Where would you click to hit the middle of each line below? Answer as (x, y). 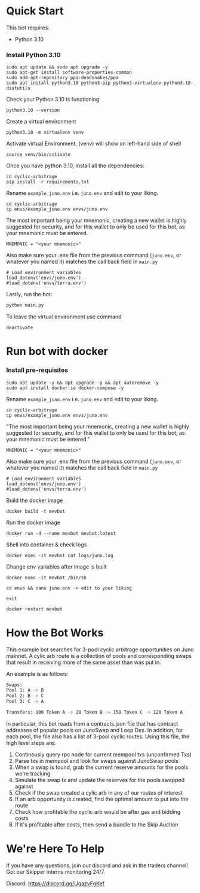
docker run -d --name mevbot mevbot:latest (61, 533)
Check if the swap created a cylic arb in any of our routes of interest (99, 792)
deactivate (20, 328)
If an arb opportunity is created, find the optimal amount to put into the (102, 799)
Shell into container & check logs (47, 545)
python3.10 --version (33, 110)
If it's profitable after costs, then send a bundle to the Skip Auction (96, 824)
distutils (19, 88)
